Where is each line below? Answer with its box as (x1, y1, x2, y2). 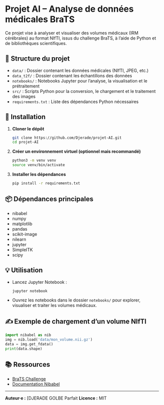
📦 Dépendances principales (5, 195, 94, 203)
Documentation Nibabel (12, 381, 60, 387)
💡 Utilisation (5, 266, 43, 275)
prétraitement (12, 83, 40, 89)
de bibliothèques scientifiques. (5, 40, 67, 46)
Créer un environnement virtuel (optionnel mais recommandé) (12, 149, 141, 154)
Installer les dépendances (12, 171, 66, 177)
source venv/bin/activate (12, 163, 65, 168)
